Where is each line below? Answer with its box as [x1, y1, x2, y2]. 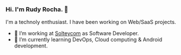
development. [14, 42, 48, 49]
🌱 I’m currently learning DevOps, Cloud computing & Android [14, 36, 163, 43]
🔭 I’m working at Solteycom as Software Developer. [14, 30, 140, 37]
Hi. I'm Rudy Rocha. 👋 [5, 5, 69, 13]
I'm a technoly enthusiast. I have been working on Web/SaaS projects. [5, 19, 176, 26]
